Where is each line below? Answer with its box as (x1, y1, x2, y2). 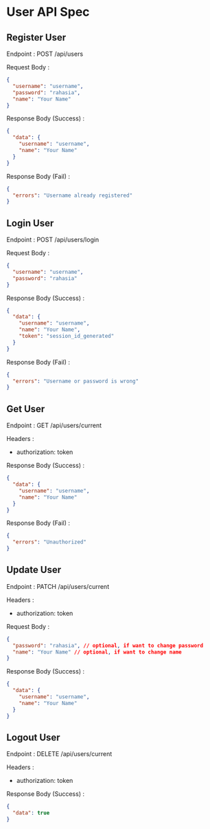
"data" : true (12, 810, 50, 817)
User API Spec (6, 4, 90, 20)
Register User (6, 32, 67, 43)
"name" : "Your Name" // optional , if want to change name (12, 648, 183, 656)
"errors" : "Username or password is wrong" (12, 378, 139, 385)
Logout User (6, 731, 60, 743)
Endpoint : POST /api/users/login (6, 235, 100, 244)
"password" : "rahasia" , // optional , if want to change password (12, 642, 204, 649)
